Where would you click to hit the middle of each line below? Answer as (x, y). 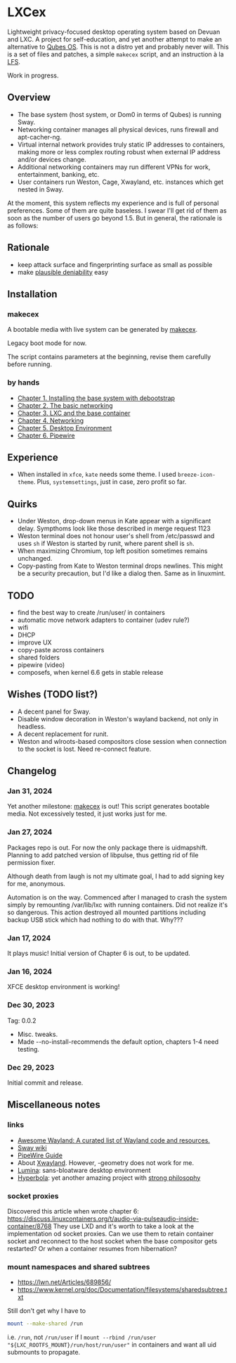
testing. (28, 1049)
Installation (32, 294)
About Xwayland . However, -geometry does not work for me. (106, 1162)
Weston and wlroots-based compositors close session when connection (122, 741)
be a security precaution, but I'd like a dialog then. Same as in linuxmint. (122, 573)
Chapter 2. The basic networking (65, 405)
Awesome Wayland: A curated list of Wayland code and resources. (114, 1140)
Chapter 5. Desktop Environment (65, 428)
